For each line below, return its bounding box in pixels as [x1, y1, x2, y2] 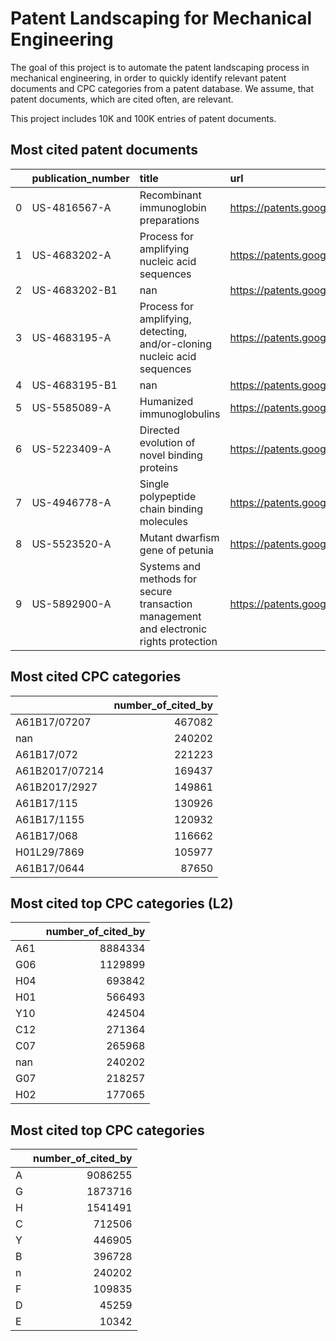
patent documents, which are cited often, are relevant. [10, 93, 234, 105]
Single [139, 477, 170, 491]
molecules [139, 514, 188, 528]
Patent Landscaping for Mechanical [10, 7, 313, 30]
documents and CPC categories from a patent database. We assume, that [10, 82, 314, 94]
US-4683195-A [31, 330, 112, 344]
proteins [139, 460, 179, 474]
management [139, 609, 202, 623]
